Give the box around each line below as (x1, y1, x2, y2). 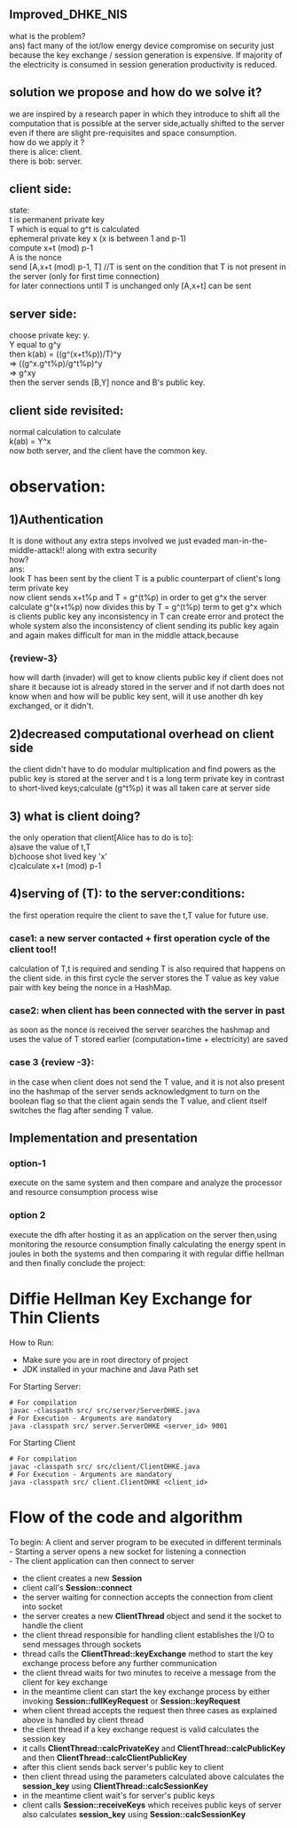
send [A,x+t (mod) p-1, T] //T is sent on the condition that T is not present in (9, 261, 286, 272)
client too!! (9, 942, 58, 955)
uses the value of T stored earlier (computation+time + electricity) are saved (9, 1034, 288, 1045)
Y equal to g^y (9, 340, 62, 350)
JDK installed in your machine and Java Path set (21, 1364, 199, 1375)
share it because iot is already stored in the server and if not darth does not (9, 682, 285, 693)
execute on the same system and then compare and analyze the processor (9, 1177, 283, 1188)
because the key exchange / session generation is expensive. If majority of (9, 49, 283, 60)
